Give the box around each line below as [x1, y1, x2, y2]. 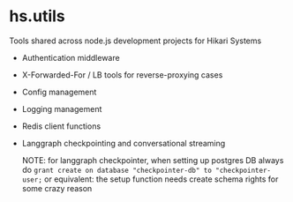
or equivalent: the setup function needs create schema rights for [43, 174, 279, 184]
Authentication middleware [21, 52, 121, 63]
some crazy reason [21, 183, 93, 193]
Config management [21, 86, 97, 97]
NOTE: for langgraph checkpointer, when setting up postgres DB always [21, 154, 284, 165]
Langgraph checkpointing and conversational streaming [21, 138, 226, 148]
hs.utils [9, 6, 66, 26]
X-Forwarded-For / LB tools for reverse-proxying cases [21, 69, 223, 80]
